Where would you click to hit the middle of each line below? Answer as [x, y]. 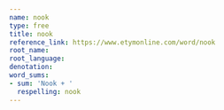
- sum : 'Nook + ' [41, 83]
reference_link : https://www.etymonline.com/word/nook [112, 42]
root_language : [37, 59]
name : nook [29, 17]
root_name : [29, 51]
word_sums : [29, 75]
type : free [29, 26]
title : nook [31, 34]
